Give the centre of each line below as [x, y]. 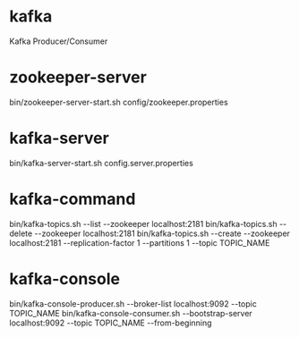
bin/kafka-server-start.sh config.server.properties [102, 163]
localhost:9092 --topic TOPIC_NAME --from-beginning [111, 323]
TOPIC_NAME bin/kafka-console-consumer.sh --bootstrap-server [131, 313]
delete [21, 233]
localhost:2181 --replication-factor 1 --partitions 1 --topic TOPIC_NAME [140, 242]
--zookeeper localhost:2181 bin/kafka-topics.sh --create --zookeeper [162, 233]
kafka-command [73, 199]
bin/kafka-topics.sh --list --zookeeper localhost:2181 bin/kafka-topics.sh [143, 223]
